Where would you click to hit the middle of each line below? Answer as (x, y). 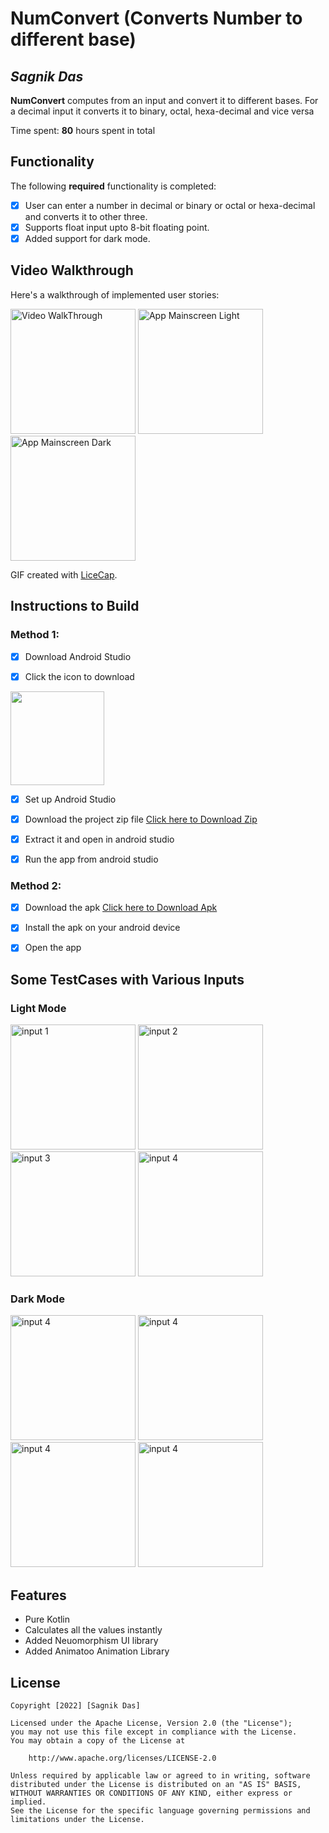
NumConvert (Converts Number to (156, 18)
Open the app (53, 948)
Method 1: (35, 635)
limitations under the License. (77, 1819)
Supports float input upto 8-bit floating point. (117, 227)
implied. (28, 1802)
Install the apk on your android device (102, 928)
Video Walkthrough (72, 270)
